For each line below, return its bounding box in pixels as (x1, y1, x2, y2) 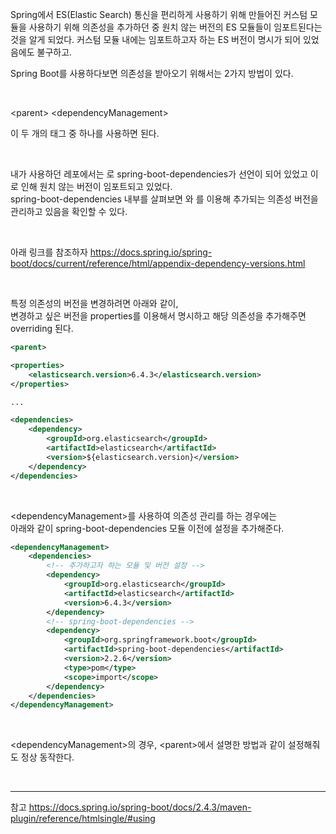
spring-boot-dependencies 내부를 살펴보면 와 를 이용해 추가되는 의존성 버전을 (10, 193, 319, 205)
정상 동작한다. (20, 751, 75, 763)
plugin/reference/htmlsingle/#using (10, 813, 156, 825)
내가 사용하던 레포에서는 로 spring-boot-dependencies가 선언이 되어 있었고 (10, 168, 308, 180)
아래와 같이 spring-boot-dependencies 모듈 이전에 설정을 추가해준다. (10, 522, 285, 534)
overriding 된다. (10, 323, 74, 334)
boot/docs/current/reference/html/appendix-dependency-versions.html (10, 258, 306, 269)
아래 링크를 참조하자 (10, 246, 88, 258)
